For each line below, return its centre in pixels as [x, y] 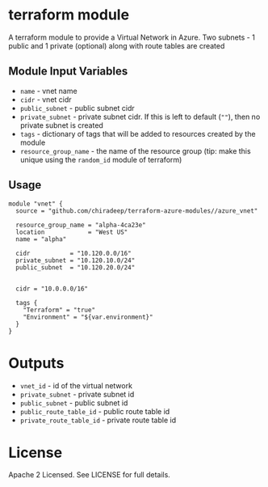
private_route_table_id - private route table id [98, 420]
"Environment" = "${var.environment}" [88, 317]
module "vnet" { [36, 204]
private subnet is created [61, 125]
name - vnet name [49, 91]
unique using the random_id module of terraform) [101, 159]
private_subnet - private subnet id [77, 394]
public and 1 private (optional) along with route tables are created [117, 45]
